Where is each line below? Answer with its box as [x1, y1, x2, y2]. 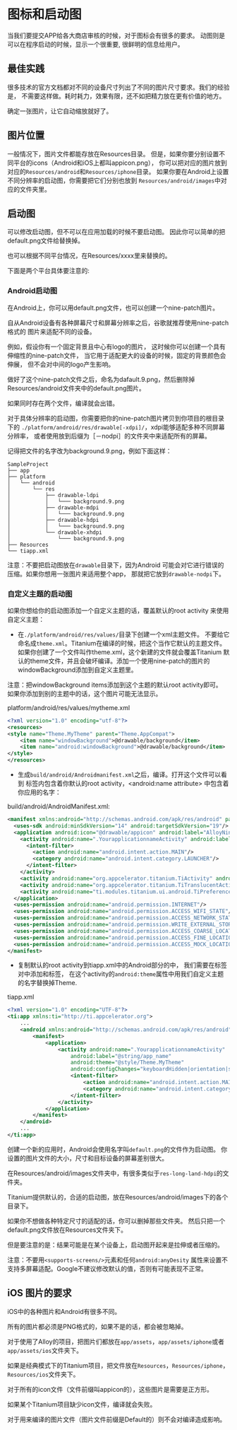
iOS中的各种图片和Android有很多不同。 [7, 1307, 121, 1315]
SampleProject [7, 460, 49, 467]
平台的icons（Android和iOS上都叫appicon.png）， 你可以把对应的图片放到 [13, 158, 227, 167]
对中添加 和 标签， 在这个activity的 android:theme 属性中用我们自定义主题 [17, 970, 224, 978]
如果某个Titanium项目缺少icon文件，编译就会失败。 [7, 1400, 157, 1408]
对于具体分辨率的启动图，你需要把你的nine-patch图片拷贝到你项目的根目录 [7, 414, 224, 422]
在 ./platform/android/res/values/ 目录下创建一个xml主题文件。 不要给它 [17, 630, 230, 639]
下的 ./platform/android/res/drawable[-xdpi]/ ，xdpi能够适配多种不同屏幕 [7, 422, 226, 431]
